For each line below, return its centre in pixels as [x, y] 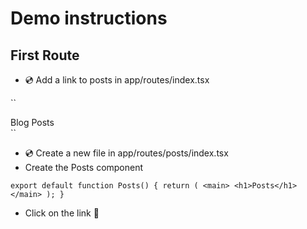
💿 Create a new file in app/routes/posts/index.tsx [126, 153]
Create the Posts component [84, 167]
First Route [45, 55]
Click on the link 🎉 [62, 213]
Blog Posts [32, 122]
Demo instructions [89, 18]
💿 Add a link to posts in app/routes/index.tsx [117, 80]
